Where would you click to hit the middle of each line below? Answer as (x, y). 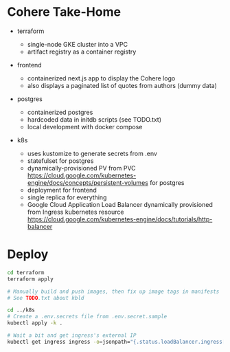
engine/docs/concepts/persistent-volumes (88, 182)
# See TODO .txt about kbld (46, 298)
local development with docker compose (85, 126)
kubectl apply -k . (35, 323)
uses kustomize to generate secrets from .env (92, 153)
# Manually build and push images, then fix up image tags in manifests (113, 291)
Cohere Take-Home (64, 12)
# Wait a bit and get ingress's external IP (72, 335)
